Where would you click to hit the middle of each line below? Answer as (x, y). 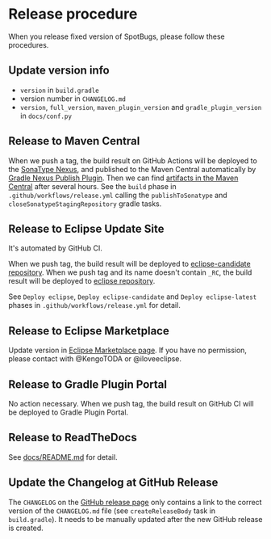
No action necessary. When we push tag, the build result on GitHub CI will (131, 404)
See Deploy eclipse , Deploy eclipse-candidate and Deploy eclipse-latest (133, 297)
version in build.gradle (59, 90)
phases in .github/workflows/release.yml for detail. (95, 305)
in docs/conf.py (46, 116)
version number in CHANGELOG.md (73, 99)
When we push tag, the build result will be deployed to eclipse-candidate (130, 264)
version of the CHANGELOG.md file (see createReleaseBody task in (112, 511)
